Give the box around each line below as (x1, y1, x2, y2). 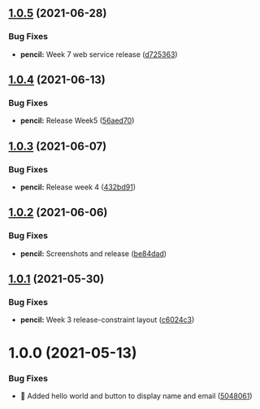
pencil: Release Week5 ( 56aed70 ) (19, 115, 135, 125)
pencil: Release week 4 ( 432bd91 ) (19, 182, 136, 192)
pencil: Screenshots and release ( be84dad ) (19, 248, 167, 259)
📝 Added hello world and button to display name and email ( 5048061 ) (19, 390, 253, 401)
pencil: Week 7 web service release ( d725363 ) (19, 49, 178, 59)
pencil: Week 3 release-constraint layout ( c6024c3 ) (19, 315, 195, 324)
